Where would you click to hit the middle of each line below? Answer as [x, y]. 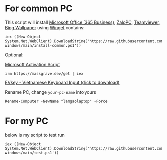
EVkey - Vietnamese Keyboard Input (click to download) [62, 82]
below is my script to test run [35, 135]
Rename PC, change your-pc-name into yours [51, 92]
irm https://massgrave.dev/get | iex [44, 73]
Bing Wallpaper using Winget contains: [45, 27]
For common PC [39, 9]
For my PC [27, 121]
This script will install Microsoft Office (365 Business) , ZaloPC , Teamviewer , [83, 22]
